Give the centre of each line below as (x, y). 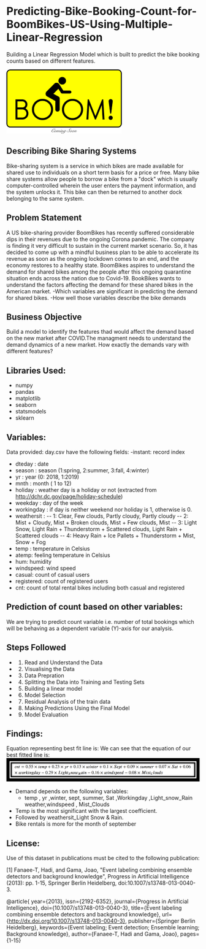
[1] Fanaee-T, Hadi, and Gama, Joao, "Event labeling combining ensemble (99, 870)
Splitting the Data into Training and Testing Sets (85, 682)
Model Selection (45, 695)
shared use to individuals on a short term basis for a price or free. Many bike (103, 172)
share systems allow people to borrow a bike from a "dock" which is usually (102, 179)
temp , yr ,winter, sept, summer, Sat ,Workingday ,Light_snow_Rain (109, 798)
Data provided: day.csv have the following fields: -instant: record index (96, 452)
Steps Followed (36, 647)
